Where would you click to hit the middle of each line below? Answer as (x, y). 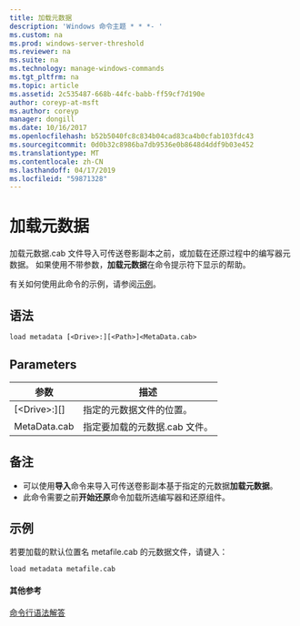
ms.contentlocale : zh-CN (56, 162)
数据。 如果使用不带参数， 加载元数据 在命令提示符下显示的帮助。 (130, 265)
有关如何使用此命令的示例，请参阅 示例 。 (85, 284)
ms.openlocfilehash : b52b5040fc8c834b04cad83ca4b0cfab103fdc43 (132, 136)
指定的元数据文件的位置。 (138, 409)
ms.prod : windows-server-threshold (77, 43)
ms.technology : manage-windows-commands (87, 69)
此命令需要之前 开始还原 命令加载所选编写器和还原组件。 (126, 497)
